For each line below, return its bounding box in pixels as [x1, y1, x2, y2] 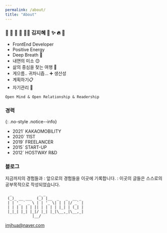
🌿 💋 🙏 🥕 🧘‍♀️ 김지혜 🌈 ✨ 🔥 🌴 [5, 30, 65, 37]
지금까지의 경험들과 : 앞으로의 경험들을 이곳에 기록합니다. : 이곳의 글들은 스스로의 [5, 175, 162, 181]
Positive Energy [12, 46, 45, 53]
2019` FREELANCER [12, 139, 53, 145]
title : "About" [5, 12, 37, 17]
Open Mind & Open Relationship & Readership [5, 94, 99, 99]
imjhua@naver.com [5, 222, 45, 228]
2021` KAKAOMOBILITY [12, 128, 61, 134]
